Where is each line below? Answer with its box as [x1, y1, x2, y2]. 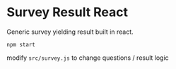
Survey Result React [6, 4, 129, 20]
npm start [6, 41, 36, 48]
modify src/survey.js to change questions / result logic [6, 54, 169, 62]
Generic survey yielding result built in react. [6, 27, 134, 36]
